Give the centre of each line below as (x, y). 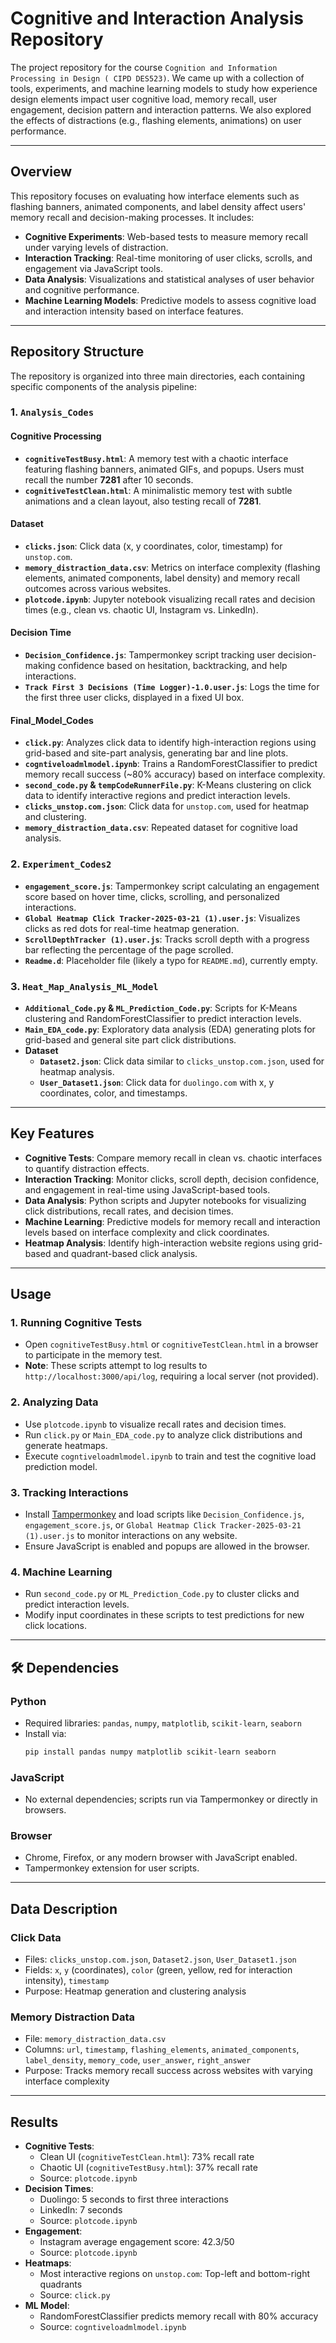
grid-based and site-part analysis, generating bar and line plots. (156, 753)
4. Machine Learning (61, 1572)
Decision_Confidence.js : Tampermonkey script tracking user (150, 655)
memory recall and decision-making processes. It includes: (132, 217)
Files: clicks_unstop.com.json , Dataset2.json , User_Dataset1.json (160, 1959)
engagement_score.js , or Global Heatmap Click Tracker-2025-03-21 (163, 1524)
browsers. (45, 1810)
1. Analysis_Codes (52, 412)
